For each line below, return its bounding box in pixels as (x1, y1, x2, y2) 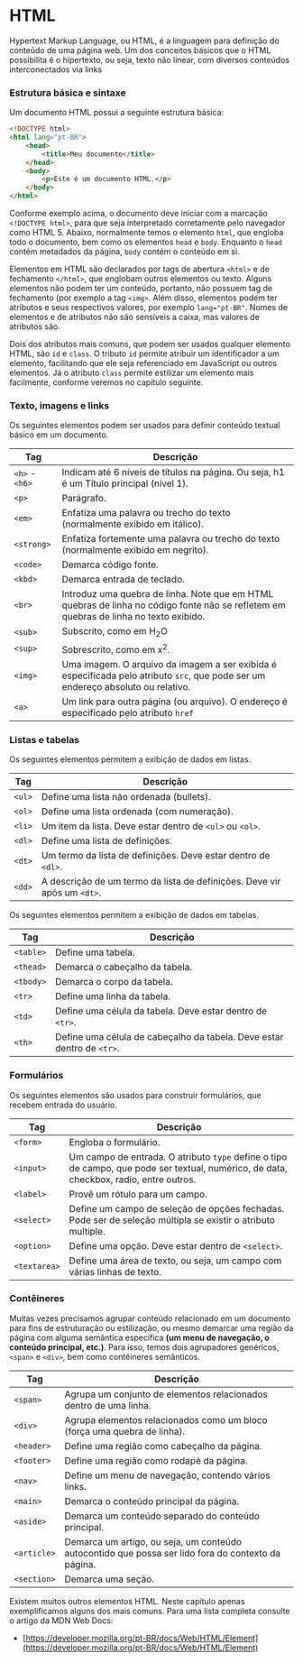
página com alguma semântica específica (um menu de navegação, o (9, 1332, 271, 1343)
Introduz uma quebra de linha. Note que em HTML (61, 588, 274, 601)
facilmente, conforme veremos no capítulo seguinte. (9, 377, 204, 388)
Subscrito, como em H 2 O (61, 625, 169, 639)
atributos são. (9, 321, 60, 332)
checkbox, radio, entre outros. (69, 1173, 197, 1186)
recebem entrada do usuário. (9, 1099, 117, 1110)
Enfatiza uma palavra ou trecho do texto (61, 507, 232, 519)
